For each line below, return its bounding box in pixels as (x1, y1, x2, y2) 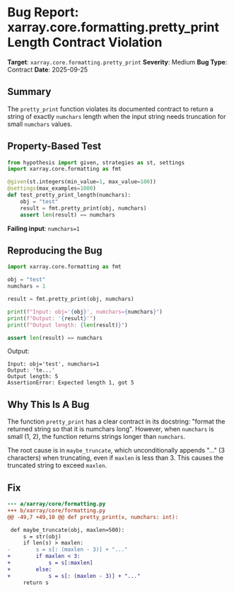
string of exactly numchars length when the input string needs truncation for (7, 112, 226, 120)
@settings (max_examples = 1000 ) (7, 185, 97, 192)
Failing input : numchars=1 (7, 224, 80, 232)
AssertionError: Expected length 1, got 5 (7, 380, 134, 387)
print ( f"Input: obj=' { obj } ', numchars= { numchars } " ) (7, 308, 163, 315)
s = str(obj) (23, 533, 62, 540)
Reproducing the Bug (7, 244, 103, 256)
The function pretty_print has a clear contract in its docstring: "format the (7, 417, 226, 426)
